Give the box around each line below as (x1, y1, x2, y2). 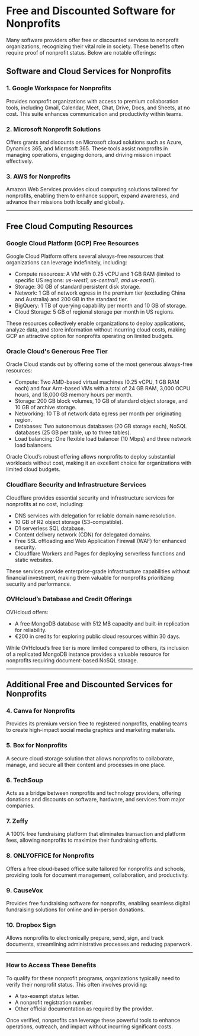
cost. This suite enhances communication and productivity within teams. (6, 110, 183, 117)
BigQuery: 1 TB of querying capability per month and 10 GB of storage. (14, 302, 187, 309)
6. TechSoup (6, 776, 43, 784)
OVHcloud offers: (6, 608, 49, 615)
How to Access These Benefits (6, 961, 97, 969)
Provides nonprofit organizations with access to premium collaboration (6, 97, 179, 105)
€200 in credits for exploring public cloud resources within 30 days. (14, 633, 181, 640)
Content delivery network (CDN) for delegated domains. (14, 530, 152, 538)
